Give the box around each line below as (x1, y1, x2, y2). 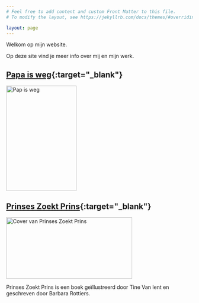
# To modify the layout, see (6, 14, 78, 20)
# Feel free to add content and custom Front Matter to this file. (6, 8, 176, 15)
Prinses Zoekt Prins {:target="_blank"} (6, 201, 152, 211)
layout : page (6, 25, 38, 31)
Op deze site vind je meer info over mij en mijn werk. (6, 53, 134, 60)
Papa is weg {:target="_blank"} (6, 69, 123, 80)
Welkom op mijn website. (6, 41, 68, 48)
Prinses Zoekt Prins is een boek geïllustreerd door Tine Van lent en (6, 283, 169, 291)
